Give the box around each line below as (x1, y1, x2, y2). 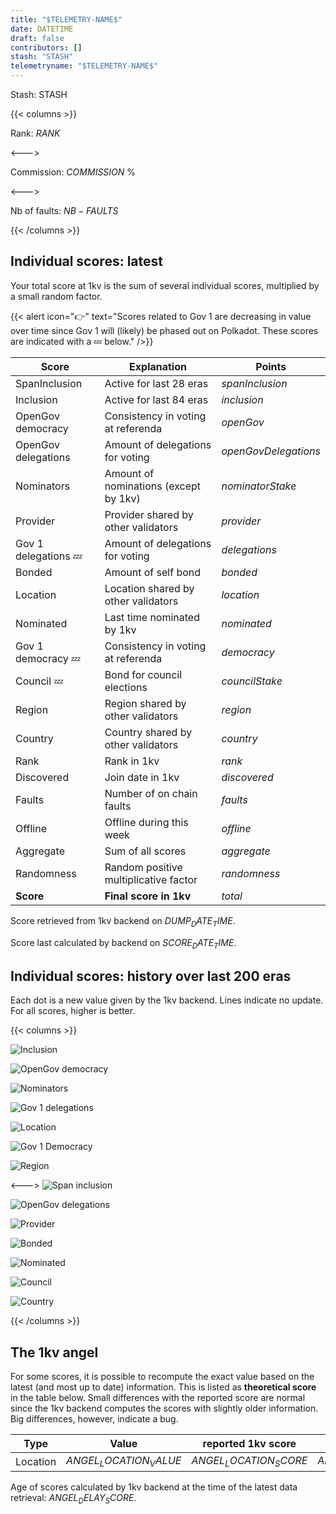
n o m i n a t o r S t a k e (221, 479, 297, 493)
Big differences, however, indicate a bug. (10, 1413, 179, 1425)
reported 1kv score (202, 1437, 297, 1451)
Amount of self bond (104, 565, 202, 579)
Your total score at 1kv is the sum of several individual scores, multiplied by (10, 279, 320, 291)
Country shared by (104, 725, 193, 739)
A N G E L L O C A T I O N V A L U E (66, 1454, 182, 1470)
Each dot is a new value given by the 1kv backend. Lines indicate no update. (10, 994, 324, 1006)
